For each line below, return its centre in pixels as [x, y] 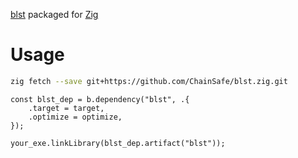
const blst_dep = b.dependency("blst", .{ [100, 99]
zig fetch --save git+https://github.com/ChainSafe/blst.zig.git [149, 81]
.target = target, [66, 108]
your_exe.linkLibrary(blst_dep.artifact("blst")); [118, 143]
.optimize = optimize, [75, 117]
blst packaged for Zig [54, 14]
